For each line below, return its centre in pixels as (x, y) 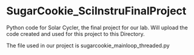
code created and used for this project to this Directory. (76, 33)
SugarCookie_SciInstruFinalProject (96, 11)
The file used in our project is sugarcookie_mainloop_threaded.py (88, 45)
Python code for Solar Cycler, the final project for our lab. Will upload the (97, 27)
